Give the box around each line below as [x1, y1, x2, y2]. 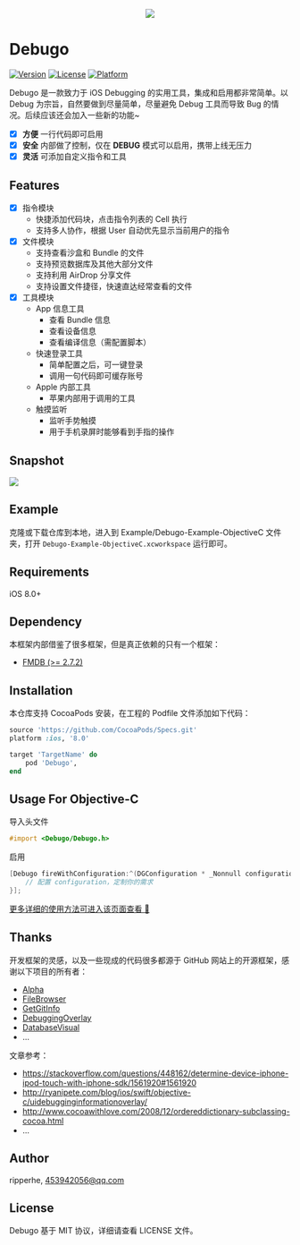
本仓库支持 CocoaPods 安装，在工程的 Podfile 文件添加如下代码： [9, 708, 251, 719]
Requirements [9, 565, 89, 580]
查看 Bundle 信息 [48, 314, 112, 326]
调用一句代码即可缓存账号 [48, 371, 144, 381]
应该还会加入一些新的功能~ [39, 109, 140, 120]
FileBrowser [21, 993, 67, 1004]
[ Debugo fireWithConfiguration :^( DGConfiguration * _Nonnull [9, 869, 242, 879]
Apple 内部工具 [35, 381, 91, 393]
